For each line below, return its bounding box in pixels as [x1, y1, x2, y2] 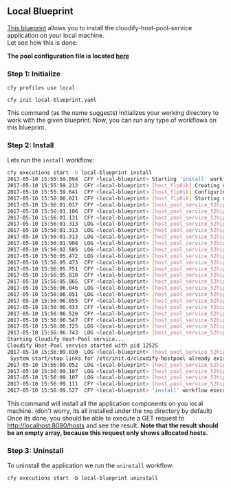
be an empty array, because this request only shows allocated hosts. [7, 429, 208, 437]
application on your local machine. [7, 31, 104, 39]
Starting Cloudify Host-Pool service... [7, 336, 125, 343]
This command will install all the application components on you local [7, 399, 203, 408]
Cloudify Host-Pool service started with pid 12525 [7, 342, 158, 350]
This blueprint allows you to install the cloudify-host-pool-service [7, 23, 192, 32]
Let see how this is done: [7, 38, 78, 47]
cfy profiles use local [7, 85, 76, 92]
